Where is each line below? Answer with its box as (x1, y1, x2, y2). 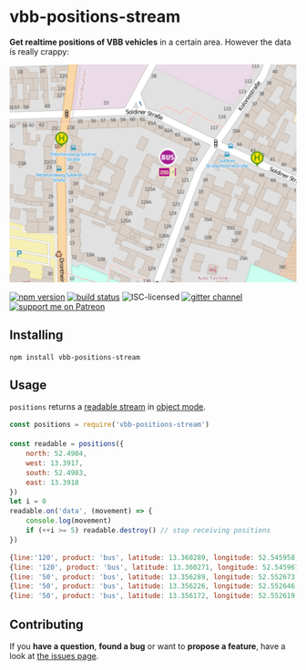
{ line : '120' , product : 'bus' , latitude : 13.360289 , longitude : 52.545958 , (9, 553, 300, 562)
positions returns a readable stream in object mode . (9, 401, 207, 412)
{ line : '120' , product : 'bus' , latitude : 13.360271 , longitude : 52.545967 (9, 563, 300, 572)
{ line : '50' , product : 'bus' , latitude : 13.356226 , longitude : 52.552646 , (9, 582, 300, 591)
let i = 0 (9, 497, 47, 506)
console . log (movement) (25, 516, 112, 525)
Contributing (9, 616, 84, 632)
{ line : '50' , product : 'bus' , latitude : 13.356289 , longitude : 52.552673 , (9, 572, 300, 582)
